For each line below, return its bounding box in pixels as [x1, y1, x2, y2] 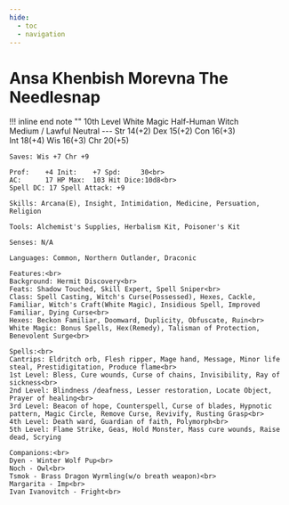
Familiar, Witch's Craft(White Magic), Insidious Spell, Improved [9, 300, 261, 310]
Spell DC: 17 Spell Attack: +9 [9, 183, 125, 192]
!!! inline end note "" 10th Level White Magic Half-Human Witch [9, 117, 239, 127]
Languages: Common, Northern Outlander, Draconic [9, 254, 197, 263]
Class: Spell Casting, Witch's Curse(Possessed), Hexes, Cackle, [9, 293, 256, 302]
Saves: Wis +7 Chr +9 [9, 152, 90, 161]
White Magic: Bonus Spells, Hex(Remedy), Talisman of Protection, [9, 324, 261, 333]
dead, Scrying [9, 433, 62, 442]
